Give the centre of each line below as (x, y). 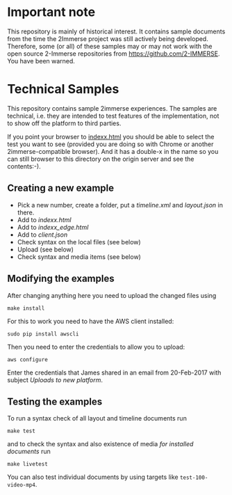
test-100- (194, 478)
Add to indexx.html (44, 219)
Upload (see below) (45, 249)
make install (26, 308)
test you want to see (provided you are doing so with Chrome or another (110, 144)
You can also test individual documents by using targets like (93, 477)
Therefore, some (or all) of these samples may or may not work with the (110, 46)
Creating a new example (61, 188)
